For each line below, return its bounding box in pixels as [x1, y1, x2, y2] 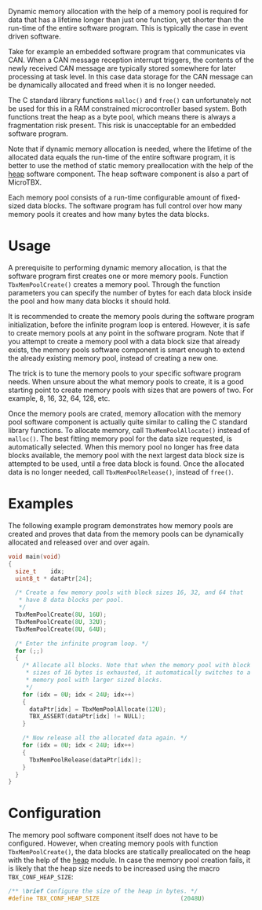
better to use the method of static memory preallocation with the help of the [8, 161, 253, 170]
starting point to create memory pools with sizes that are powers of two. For [8, 385, 253, 394]
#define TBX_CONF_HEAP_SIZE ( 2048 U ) [8, 895, 206, 903]
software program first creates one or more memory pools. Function [8, 271, 229, 281]
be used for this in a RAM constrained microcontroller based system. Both [8, 104, 247, 113]
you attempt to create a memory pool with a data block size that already [8, 336, 241, 346]
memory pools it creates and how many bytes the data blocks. [8, 210, 209, 218]
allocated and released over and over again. [8, 538, 151, 547]
